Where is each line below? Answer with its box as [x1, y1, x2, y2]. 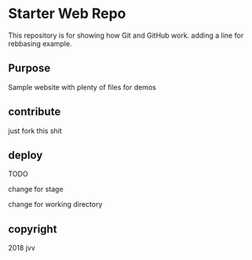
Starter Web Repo [8, 5, 126, 23]
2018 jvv [8, 244, 35, 253]
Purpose [8, 62, 51, 75]
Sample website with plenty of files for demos [8, 82, 157, 92]
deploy [8, 148, 43, 161]
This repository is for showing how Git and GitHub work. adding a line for [8, 31, 244, 40]
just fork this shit [8, 126, 63, 135]
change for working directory [8, 200, 103, 209]
